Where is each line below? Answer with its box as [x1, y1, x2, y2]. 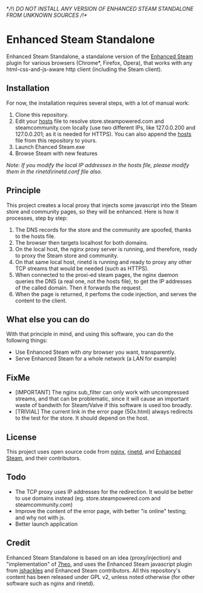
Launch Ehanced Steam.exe [15, 143, 85, 150]
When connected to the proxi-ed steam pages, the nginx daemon [15, 271, 179, 278]
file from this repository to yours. [15, 136, 98, 144]
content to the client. [15, 297, 67, 304]
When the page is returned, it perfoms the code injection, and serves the [15, 290, 197, 297]
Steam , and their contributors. [6, 454, 81, 462]
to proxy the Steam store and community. [15, 251, 119, 259]
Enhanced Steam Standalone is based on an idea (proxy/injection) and [6, 554, 182, 561]
